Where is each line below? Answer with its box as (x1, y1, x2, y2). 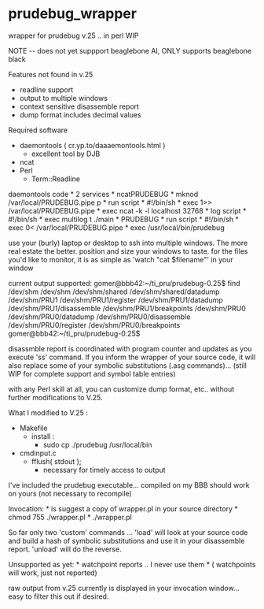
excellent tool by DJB (31, 149, 101, 158)
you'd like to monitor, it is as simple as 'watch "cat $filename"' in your (8, 254, 233, 264)
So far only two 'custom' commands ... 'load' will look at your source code (8, 527, 248, 537)
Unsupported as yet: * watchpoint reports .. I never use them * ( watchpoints (8, 559, 256, 569)
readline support (19, 84, 73, 95)
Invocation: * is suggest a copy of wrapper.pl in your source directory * (8, 503, 238, 513)
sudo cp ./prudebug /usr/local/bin (42, 440, 152, 449)
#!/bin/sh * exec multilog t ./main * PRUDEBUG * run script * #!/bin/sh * (8, 214, 240, 224)
